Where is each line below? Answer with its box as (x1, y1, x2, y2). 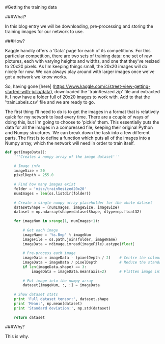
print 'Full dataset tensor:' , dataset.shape (14, 297, 109, 302)
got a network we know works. (5, 74, 68, 79)
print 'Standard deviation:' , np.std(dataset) (14, 306, 111, 310)
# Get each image (23, 228, 58, 232)
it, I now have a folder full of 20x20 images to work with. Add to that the (5, 94, 150, 100)
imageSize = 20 (14, 168, 45, 173)
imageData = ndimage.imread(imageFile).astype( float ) (23, 241, 135, 246)
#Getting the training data (5, 4, 57, 10)
